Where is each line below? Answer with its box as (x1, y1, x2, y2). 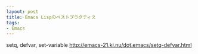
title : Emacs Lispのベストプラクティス (6, 14, 97, 20)
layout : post (6, 8, 39, 15)
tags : (6, 20, 20, 26)
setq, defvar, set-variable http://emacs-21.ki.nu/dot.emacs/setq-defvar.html (6, 42, 192, 49)
